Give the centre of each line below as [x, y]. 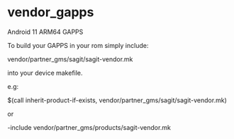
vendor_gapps [51, 12]
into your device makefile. [45, 73]
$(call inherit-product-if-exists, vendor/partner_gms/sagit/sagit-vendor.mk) [117, 100]
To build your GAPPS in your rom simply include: [78, 45]
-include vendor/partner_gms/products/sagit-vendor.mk [89, 127]
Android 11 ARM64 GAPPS [45, 32]
